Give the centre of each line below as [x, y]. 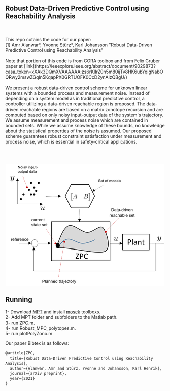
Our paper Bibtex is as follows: [37, 343]
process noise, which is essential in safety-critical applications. [71, 141]
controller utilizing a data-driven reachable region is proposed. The [75, 104]
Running [19, 299]
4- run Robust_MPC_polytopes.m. [41, 328]
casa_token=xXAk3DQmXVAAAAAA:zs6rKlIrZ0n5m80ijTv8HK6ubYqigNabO [84, 72]
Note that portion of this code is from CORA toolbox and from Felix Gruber [83, 61]
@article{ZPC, [20, 353]
